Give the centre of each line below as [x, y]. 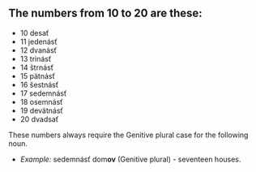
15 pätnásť [37, 75]
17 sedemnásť [43, 93]
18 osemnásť [41, 101]
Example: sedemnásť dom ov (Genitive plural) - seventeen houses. [130, 159]
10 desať [34, 32]
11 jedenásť [39, 41]
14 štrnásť [37, 67]
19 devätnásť [41, 110]
